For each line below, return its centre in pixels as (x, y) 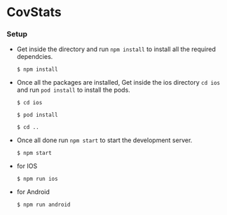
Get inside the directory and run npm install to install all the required (116, 49)
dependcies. (35, 57)
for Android (33, 192)
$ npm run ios (37, 179)
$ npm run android (43, 205)
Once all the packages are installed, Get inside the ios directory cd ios (118, 83)
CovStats (34, 12)
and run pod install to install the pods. (73, 90)
